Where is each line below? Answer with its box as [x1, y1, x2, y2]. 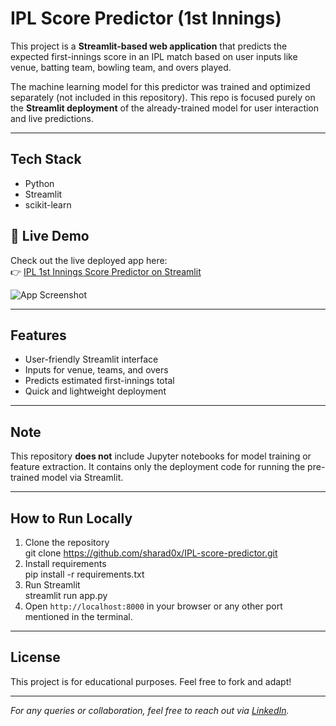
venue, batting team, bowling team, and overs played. [10, 61, 232, 73]
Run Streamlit [24, 579, 81, 591]
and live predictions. [10, 112, 94, 124]
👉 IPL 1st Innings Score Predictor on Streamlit [10, 265, 202, 277]
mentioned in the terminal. [24, 611, 133, 622]
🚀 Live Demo [10, 228, 90, 245]
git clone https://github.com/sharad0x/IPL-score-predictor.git [24, 547, 278, 559]
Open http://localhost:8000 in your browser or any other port [24, 600, 283, 612]
